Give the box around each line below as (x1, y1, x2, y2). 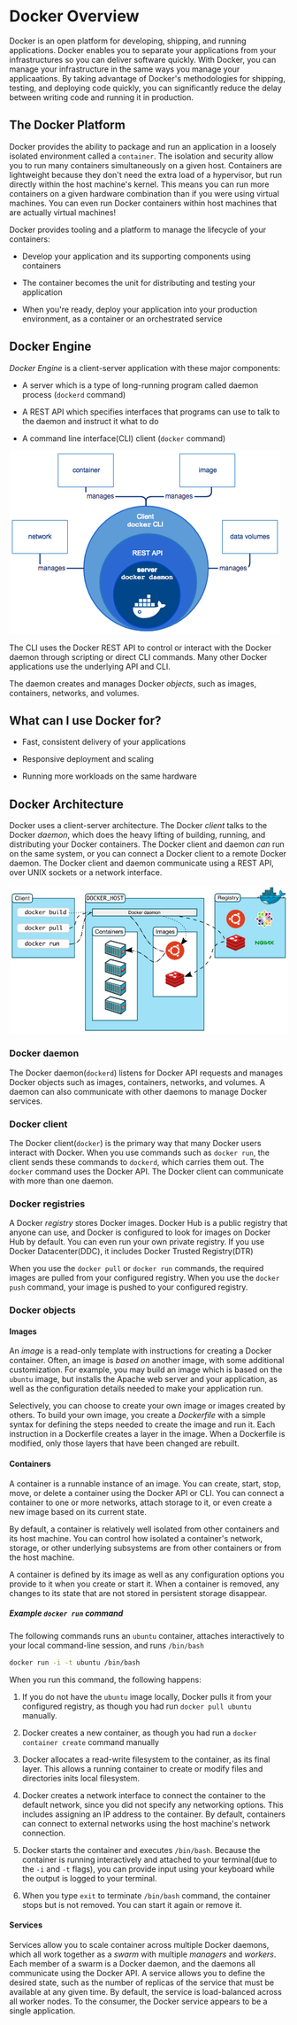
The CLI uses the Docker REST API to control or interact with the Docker (9, 642, 272, 653)
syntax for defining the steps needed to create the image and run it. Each (9, 1419, 276, 1430)
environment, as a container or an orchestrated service (21, 313, 223, 324)
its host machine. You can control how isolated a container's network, (9, 1532, 263, 1543)
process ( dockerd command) (21, 389, 126, 400)
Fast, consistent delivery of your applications (21, 737, 187, 748)
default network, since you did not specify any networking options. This (21, 1799, 285, 1810)
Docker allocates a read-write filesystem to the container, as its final (21, 1754, 270, 1765)
